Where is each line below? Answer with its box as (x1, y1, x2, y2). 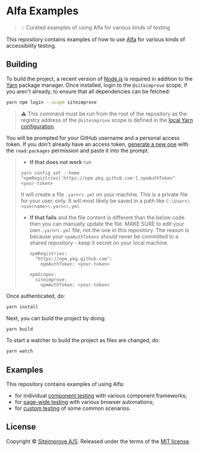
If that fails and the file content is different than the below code (29, 214, 185, 221)
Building (6, 59, 37, 70)
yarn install (6, 303, 39, 310)
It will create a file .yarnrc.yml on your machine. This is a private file (20, 190, 188, 198)
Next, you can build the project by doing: (6, 314, 106, 322)
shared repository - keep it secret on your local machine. (29, 239, 169, 246)
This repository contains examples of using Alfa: (6, 381, 125, 388)
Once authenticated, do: (6, 292, 65, 299)
